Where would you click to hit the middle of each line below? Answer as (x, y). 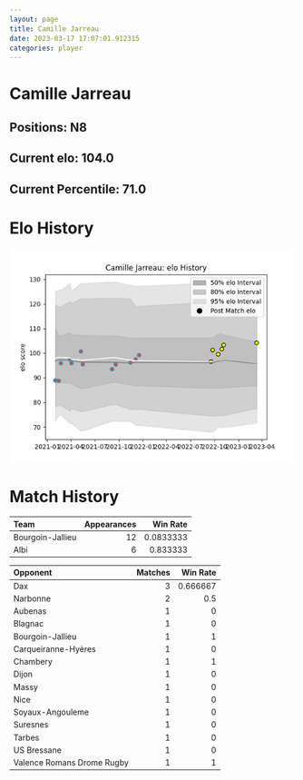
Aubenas (30, 611)
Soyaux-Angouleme (51, 712)
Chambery (33, 662)
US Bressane (37, 750)
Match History (64, 496)
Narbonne (32, 598)
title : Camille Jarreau (54, 29)
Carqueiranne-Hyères (55, 648)
